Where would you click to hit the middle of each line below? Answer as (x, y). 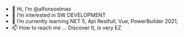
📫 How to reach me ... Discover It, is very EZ (66, 28)
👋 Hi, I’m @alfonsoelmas (41, 9)
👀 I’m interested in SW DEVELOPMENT (59, 15)
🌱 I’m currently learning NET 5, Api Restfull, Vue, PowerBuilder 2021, (95, 21)
